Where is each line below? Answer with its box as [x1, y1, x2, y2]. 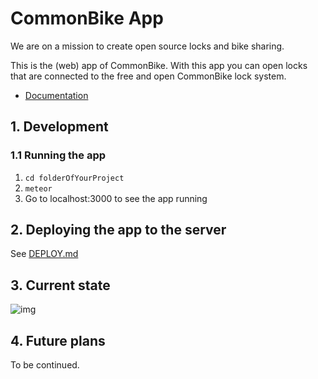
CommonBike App [10, 7, 164, 30]
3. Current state [10, 277, 111, 294]
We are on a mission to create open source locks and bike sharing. [10, 40, 285, 52]
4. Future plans [10, 332, 106, 349]
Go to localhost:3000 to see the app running [24, 192, 208, 204]
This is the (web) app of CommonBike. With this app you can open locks [10, 59, 308, 71]
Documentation [24, 89, 89, 101]
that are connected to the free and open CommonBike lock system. [10, 70, 287, 82]
